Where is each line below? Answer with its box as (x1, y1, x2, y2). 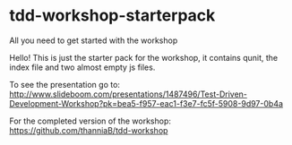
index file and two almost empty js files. (9, 62, 156, 72)
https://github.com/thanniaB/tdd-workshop (9, 124, 168, 135)
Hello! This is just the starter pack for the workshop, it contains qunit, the (9, 52, 279, 63)
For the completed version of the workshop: (9, 115, 172, 126)
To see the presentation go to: (9, 79, 121, 90)
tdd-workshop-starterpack (9, 5, 216, 26)
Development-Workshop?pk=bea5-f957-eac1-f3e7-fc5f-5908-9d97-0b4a (9, 98, 284, 108)
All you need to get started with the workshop (9, 35, 178, 46)
